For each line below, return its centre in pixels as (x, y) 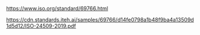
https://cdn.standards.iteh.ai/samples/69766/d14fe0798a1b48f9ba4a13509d (100, 20)
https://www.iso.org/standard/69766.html (57, 8)
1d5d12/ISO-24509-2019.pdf (41, 26)
